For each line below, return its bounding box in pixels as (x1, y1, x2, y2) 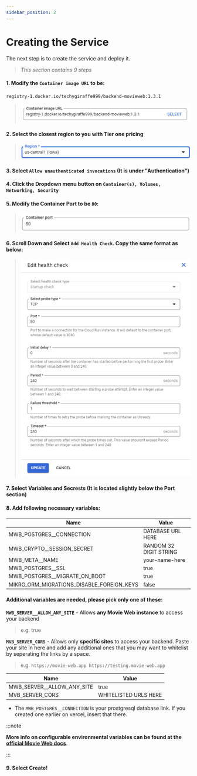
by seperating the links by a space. (6, 650, 91, 658)
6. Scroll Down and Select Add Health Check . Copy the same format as (6, 239, 178, 246)
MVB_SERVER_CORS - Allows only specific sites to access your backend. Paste (6, 638, 189, 645)
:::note (6, 722, 22, 729)
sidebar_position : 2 (6, 9, 57, 15)
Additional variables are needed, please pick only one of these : (6, 596, 163, 603)
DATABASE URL (143, 528, 182, 535)
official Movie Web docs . (6, 740, 68, 747)
